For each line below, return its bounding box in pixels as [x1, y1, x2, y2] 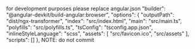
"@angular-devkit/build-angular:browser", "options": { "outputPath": [6, 11, 175, 18]
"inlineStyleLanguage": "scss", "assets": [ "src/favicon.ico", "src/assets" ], [6, 30, 190, 37]
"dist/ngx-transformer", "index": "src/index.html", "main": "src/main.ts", [6, 18, 182, 24]
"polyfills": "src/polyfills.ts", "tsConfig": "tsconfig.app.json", [6, 24, 153, 31]
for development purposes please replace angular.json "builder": [6, 5, 166, 12]
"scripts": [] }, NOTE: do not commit [6, 37, 95, 43]
